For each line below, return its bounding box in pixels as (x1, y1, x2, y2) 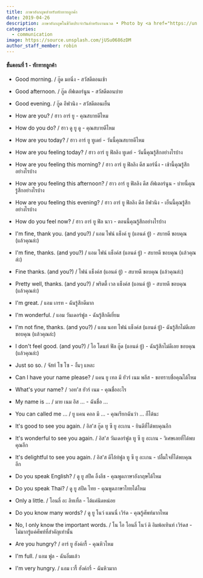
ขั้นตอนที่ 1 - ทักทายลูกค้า (6, 61, 57, 69)
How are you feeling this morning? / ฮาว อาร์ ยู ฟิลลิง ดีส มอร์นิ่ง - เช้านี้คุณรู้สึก (15, 161, 190, 168)
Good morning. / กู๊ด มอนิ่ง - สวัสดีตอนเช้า (15, 75, 107, 83)
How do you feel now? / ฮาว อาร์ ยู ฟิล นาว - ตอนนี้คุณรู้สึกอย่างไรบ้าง (15, 218, 167, 225)
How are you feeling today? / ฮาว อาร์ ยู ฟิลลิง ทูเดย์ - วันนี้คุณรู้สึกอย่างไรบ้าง (15, 148, 183, 156)
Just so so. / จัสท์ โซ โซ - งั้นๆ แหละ (15, 361, 95, 369)
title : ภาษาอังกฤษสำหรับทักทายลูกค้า (6, 9, 78, 15)
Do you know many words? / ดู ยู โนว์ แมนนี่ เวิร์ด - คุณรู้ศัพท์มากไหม (15, 509, 168, 517)
